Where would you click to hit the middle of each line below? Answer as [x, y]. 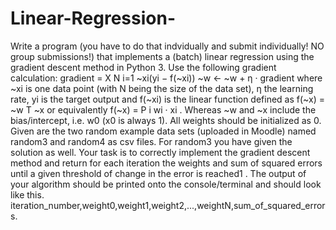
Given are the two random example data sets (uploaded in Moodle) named [163, 131]
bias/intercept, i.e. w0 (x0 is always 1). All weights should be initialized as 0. [166, 120]
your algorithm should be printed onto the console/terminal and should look [166, 184]
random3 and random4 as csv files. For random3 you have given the [151, 141]
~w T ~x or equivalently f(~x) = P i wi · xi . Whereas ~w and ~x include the [163, 109]
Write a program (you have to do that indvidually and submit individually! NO [167, 46]
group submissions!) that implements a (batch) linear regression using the [162, 56]
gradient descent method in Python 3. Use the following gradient [143, 67]
